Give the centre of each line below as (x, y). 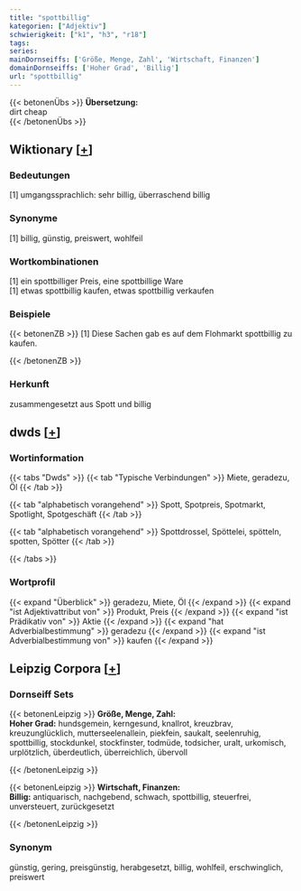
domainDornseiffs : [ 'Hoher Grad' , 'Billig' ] (94, 69)
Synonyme (34, 218)
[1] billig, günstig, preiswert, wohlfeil (76, 238)
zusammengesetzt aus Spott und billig (80, 404)
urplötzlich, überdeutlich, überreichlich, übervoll (98, 752)
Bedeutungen (40, 175)
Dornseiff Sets (41, 694)
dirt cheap (28, 111)
